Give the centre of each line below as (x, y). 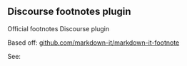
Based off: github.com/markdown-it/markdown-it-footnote (93, 43)
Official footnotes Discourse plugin (59, 28)
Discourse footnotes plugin (69, 12)
